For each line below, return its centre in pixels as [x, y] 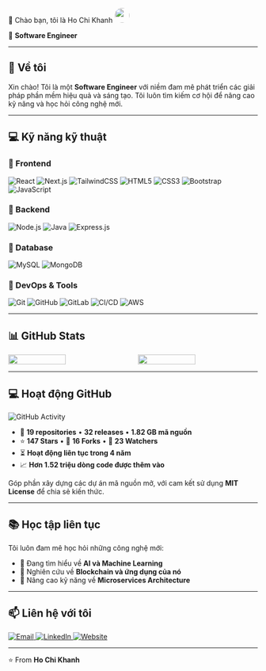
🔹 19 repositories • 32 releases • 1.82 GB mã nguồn [106, 433]
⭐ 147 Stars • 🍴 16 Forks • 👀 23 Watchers [89, 441]
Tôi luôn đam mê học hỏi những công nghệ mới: [86, 547]
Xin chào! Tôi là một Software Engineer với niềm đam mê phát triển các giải [132, 86]
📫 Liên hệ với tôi [50, 614]
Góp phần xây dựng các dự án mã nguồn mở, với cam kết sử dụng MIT [123, 483]
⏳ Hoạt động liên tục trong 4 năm [75, 453]
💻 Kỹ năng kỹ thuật [57, 137]
